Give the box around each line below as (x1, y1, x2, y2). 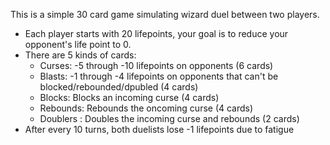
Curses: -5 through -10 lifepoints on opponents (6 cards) (39, 60, 274, 71)
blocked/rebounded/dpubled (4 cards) (39, 81, 199, 93)
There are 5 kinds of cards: (24, 49, 137, 61)
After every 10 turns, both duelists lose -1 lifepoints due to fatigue (24, 124, 295, 135)
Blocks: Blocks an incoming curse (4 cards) (39, 92, 220, 103)
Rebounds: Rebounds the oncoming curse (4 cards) (39, 102, 254, 114)
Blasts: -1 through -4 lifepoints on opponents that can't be (39, 70, 279, 82)
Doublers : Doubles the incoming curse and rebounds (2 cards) (39, 113, 300, 124)
